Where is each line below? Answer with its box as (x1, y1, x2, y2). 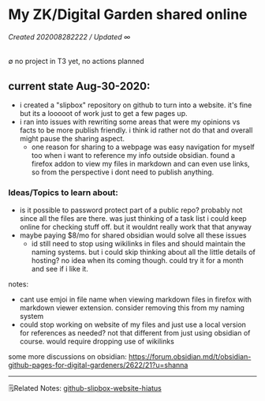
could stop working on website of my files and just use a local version (19, 320, 247, 329)
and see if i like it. (31, 264, 88, 273)
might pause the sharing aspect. (19, 134, 125, 144)
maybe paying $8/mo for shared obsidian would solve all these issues (19, 230, 247, 240)
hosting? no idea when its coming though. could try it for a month (31, 255, 244, 265)
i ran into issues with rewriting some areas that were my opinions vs (19, 117, 241, 127)
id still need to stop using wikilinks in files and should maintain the (31, 238, 246, 248)
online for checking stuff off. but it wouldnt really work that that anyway (19, 222, 252, 231)
